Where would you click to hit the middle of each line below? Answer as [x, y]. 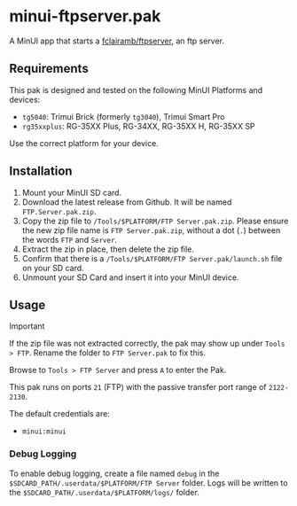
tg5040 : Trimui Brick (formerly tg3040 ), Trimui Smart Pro [123, 116]
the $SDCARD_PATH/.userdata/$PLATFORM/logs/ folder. [104, 492]
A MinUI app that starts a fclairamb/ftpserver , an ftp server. [117, 41]
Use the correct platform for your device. [84, 143]
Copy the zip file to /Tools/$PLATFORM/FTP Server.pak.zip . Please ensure [155, 221]
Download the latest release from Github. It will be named [127, 202]
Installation [41, 171]
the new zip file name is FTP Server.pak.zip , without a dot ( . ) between [151, 230]
